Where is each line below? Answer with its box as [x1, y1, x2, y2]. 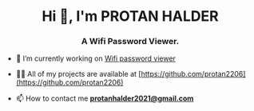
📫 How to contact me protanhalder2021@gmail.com [15, 93, 194, 103]
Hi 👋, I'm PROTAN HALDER [42, 7, 219, 26]
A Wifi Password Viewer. [81, 36, 180, 47]
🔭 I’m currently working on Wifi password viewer [15, 54, 176, 63]
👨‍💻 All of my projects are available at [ [15, 69, 141, 79]
